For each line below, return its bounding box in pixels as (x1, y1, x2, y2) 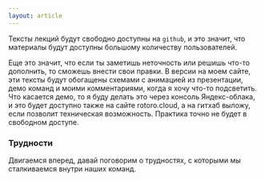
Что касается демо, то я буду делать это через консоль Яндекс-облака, (8, 91, 256, 101)
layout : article (8, 11, 62, 20)
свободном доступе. (8, 117, 79, 127)
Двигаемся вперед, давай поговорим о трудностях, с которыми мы (8, 155, 242, 165)
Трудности (8, 137, 54, 148)
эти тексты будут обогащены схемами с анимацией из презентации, (8, 74, 243, 84)
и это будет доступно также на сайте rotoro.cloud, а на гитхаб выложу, (8, 100, 251, 110)
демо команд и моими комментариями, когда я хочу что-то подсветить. (8, 83, 258, 93)
